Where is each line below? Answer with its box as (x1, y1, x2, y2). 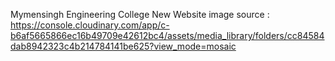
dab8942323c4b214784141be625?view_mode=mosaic (10, 40, 237, 52)
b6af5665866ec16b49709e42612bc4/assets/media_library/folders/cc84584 (10, 30, 325, 41)
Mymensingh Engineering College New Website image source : (10, 9, 270, 20)
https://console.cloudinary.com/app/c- (10, 19, 170, 31)
